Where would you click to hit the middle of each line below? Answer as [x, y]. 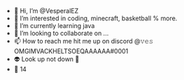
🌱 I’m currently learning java [54, 26]
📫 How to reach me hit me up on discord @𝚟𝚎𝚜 [84, 41]
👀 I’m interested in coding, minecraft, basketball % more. [95, 18]
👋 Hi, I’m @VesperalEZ [46, 11]
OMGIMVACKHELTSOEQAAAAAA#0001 [71, 51]
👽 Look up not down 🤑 [47, 59]
